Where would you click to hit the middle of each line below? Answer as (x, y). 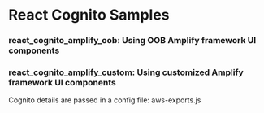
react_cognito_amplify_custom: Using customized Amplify (126, 72)
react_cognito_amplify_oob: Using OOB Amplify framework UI (132, 41)
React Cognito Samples (89, 15)
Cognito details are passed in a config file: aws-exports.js (105, 100)
